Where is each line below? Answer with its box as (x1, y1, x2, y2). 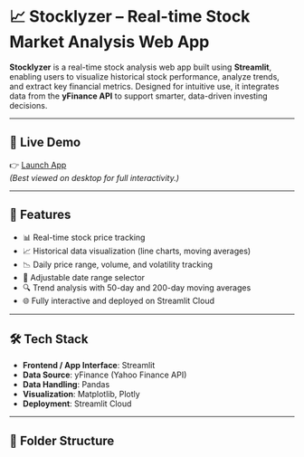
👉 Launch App (9, 159, 67, 170)
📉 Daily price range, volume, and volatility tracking (22, 259, 213, 270)
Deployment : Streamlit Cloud (22, 398, 132, 409)
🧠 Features (9, 207, 71, 223)
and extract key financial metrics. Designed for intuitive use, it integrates (9, 81, 280, 91)
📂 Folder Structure (9, 433, 115, 448)
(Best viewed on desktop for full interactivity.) (9, 172, 179, 183)
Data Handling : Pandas (22, 379, 110, 390)
